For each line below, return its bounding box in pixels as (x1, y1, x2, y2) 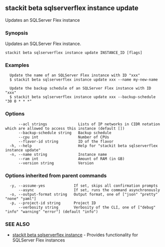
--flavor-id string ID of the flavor (18, 139, 114, 144)
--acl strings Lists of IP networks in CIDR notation (18, 121, 161, 127)
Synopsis (5, 29, 28, 36)
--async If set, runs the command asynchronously (18, 188, 161, 193)
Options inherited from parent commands (5, 172, 107, 179)
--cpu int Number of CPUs (18, 135, 110, 140)
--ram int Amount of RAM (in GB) (18, 156, 125, 161)
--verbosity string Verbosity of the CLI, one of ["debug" (18, 205, 156, 210)
